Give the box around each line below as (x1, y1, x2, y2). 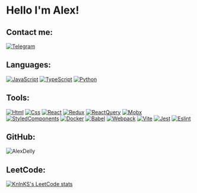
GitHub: (6, 132, 36, 142)
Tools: (6, 93, 30, 103)
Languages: (6, 60, 52, 70)
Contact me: (6, 27, 53, 37)
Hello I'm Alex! (6, 4, 80, 17)
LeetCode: (6, 165, 46, 175)
